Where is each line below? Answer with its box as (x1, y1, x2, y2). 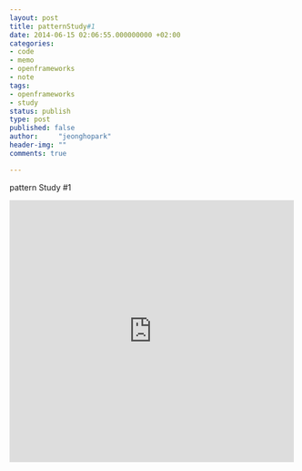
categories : (9, 38, 55, 48)
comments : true (9, 148, 67, 158)
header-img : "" (9, 140, 67, 149)
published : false (9, 124, 75, 133)
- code (9, 47, 35, 56)
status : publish (9, 107, 71, 116)
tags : (9, 81, 30, 90)
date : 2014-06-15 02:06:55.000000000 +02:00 (9, 30, 181, 39)
